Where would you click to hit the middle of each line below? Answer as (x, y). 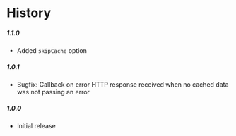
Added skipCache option (52, 51)
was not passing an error (53, 92)
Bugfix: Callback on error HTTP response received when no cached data (123, 85)
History (29, 13)
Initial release (36, 126)
